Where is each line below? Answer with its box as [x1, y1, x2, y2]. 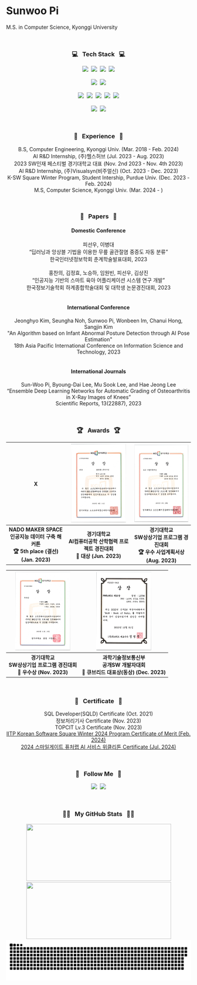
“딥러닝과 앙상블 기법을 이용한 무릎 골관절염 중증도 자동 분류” [29, 248, 168, 255]
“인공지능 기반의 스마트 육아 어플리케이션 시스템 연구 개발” [32, 277, 165, 284]
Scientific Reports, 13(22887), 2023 [55, 400, 142, 407]
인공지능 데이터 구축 [9, 533, 56, 540]
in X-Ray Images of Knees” [66, 394, 131, 401]
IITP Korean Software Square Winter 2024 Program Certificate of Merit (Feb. [6, 730, 191, 737]
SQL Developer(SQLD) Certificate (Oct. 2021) [43, 710, 154, 717]
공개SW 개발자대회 [102, 661, 145, 668]
